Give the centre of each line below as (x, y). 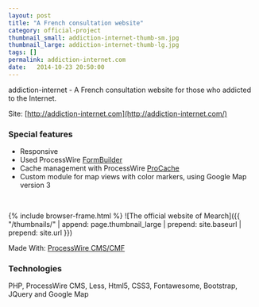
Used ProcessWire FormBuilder (71, 160)
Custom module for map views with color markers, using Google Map (133, 177)
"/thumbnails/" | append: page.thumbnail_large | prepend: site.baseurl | (125, 224)
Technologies (35, 268)
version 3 (35, 185)
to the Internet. (33, 98)
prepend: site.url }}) (41, 233)
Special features (41, 134)
